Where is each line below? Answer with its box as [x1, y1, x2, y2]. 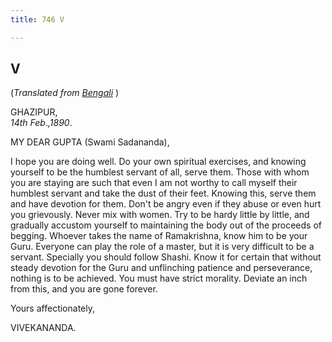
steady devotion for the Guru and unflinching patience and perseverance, [10, 262, 313, 274]
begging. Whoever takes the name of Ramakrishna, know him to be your [10, 230, 308, 242]
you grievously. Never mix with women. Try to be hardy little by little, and [10, 209, 310, 221]
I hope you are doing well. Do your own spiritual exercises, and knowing [10, 156, 307, 168]
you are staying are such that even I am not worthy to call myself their [10, 177, 298, 189]
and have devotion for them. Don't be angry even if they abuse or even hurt [10, 198, 322, 210]
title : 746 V [10, 14, 65, 25]
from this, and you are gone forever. [10, 283, 158, 295]
